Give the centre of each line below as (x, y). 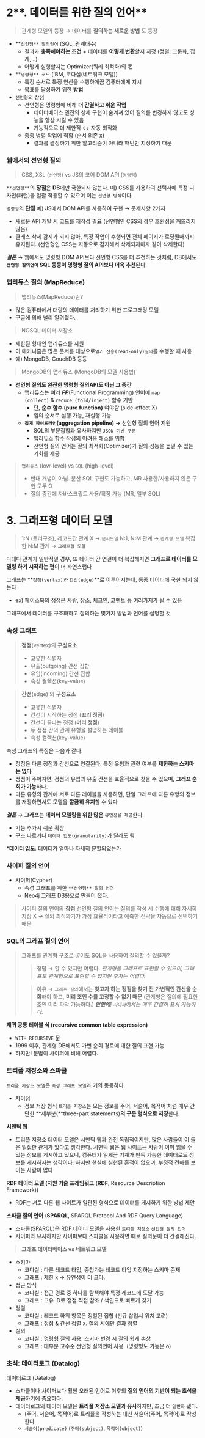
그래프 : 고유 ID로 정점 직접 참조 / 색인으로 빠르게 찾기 (88, 1300)
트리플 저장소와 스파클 (37, 1071)
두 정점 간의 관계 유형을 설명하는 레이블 (77, 730)
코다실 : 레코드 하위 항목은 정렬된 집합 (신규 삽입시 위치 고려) (96, 1315)
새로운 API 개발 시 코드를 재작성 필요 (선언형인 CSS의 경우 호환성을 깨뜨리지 (106, 221)
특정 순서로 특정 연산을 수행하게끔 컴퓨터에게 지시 (83, 82)
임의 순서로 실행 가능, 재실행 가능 (72, 415)
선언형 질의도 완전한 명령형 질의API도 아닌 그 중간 (74, 384)
